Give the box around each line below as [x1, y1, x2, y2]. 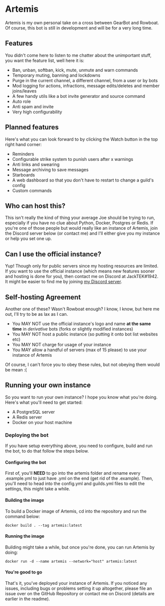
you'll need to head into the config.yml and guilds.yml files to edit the [5, 481, 145, 486]
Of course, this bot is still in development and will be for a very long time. [5, 25, 153, 30]
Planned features [5, 123, 59, 131]
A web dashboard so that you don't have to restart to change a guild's [12, 177, 154, 183]
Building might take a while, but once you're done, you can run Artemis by [5, 544, 155, 550]
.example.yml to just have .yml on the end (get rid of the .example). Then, [5, 476, 153, 482]
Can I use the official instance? [5, 250, 102, 258]
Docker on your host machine [12, 419, 72, 425]
